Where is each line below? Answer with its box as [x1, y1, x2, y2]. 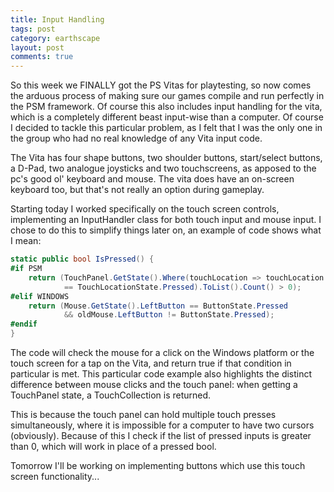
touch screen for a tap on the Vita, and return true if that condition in [10, 357, 292, 369]
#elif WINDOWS [10, 291, 70, 301]
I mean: [10, 235, 42, 247]
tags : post [10, 24, 56, 34]
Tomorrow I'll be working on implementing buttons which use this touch [10, 460, 306, 471]
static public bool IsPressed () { [10, 254, 155, 265]
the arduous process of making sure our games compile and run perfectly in [10, 90, 325, 102]
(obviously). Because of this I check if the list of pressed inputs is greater [10, 430, 312, 441]
